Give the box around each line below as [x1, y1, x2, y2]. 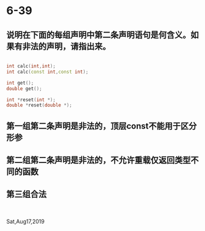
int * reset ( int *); [6, 96, 56, 103]
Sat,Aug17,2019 [6, 218, 45, 225]
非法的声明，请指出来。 [22, 41, 111, 51]
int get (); [6, 80, 34, 86]
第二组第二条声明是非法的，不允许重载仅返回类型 [6, 155, 191, 165]
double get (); [6, 85, 43, 92]
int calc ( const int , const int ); [6, 69, 88, 75]
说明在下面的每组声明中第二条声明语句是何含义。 [6, 29, 191, 40]
